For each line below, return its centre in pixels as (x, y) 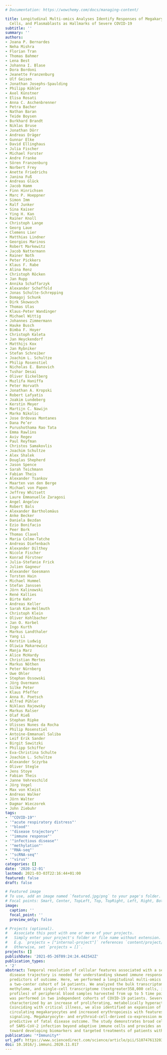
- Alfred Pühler (22, 702)
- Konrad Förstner (24, 557)
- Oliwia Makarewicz (27, 646)
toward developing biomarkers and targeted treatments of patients (81, 1031)
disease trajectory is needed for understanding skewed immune (76, 975)
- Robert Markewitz (25, 246)
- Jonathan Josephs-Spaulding (37, 84)
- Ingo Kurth (19, 627)
